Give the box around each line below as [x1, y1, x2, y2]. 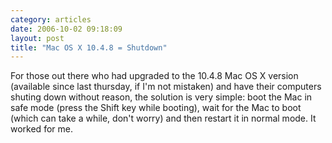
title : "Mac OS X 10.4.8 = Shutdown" [10, 42, 168, 53]
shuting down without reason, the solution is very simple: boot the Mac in [10, 91, 313, 103]
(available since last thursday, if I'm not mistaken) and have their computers [10, 81, 322, 93]
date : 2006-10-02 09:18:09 [10, 24, 123, 34]
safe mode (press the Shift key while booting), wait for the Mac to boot [10, 102, 302, 114]
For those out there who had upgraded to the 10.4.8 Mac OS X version [10, 70, 299, 82]
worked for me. [10, 123, 73, 135]
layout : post [10, 33, 65, 43]
